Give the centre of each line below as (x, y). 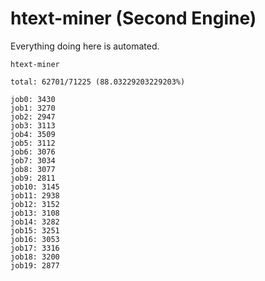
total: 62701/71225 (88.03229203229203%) (98, 82)
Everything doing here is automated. (85, 46)
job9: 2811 (33, 178)
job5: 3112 (33, 143)
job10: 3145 (35, 187)
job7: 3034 (33, 160)
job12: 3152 (35, 204)
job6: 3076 (33, 152)
